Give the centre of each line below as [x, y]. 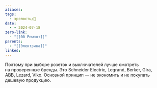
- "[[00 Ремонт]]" [28, 37]
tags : [11, 14]
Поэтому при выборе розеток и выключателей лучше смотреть [72, 65]
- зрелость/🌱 [23, 19]
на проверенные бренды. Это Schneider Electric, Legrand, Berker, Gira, [78, 69]
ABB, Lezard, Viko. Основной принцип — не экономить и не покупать [78, 75]
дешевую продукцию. [28, 80]
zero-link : [16, 32]
